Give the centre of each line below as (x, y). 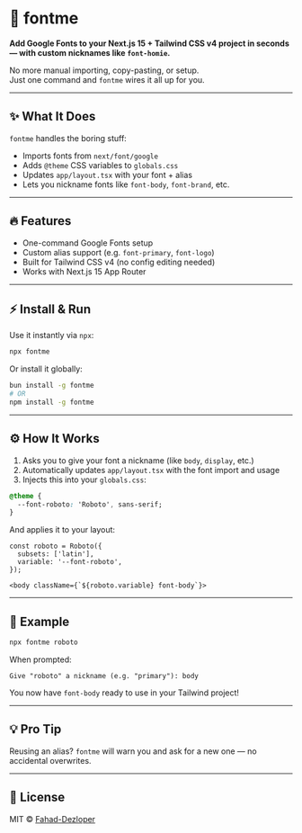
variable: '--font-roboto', (70, 562)
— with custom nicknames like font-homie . (90, 52)
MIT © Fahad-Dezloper (53, 819)
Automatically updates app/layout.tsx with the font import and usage (151, 470)
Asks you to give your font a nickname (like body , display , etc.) (138, 460)
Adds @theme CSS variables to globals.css (100, 165)
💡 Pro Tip (36, 729)
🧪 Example (40, 621)
